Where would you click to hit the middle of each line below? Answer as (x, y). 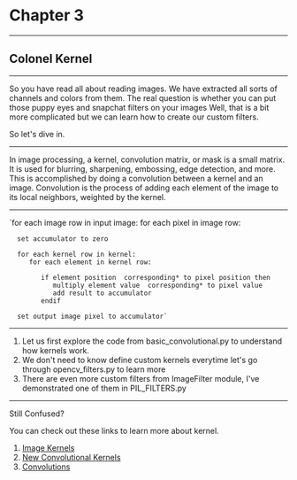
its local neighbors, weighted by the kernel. (88, 197)
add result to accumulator (102, 293)
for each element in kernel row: (90, 262)
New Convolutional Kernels (71, 457)
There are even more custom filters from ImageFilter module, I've (141, 378)
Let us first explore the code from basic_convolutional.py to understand (152, 341)
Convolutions (46, 467)
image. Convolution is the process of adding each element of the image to (144, 188)
